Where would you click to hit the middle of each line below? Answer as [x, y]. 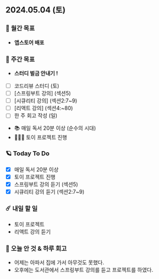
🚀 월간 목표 [20, 28]
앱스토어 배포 [29, 42]
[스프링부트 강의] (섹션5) [43, 94]
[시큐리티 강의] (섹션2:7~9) [46, 101]
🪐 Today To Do [27, 153]
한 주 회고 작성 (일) [35, 116]
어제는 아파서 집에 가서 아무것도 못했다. [59, 262]
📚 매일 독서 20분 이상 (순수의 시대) [55, 128]
